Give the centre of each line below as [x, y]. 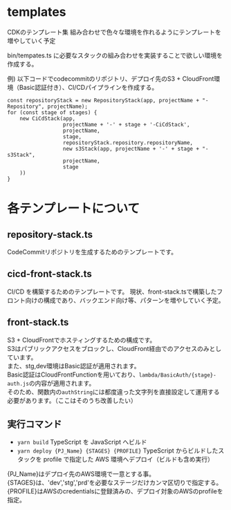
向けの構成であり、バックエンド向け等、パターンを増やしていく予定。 [125, 300]
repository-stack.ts [50, 235]
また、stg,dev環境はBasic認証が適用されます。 [74, 366]
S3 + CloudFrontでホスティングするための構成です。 [82, 340]
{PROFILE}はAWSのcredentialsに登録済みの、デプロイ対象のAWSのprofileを [115, 491]
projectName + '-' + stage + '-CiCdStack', [126, 124]
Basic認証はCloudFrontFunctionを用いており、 [73, 375]
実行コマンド [35, 424]
